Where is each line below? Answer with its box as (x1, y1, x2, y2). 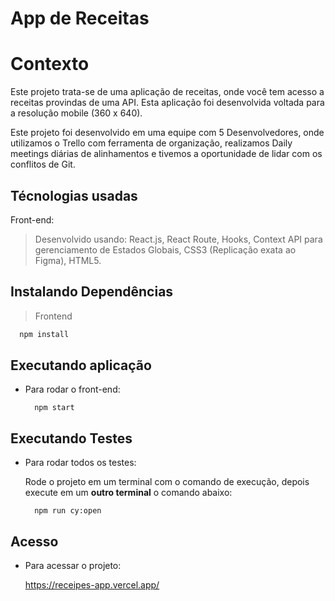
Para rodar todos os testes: (24, 457, 137, 469)
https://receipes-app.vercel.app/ (24, 579, 160, 591)
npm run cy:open (34, 506, 102, 516)
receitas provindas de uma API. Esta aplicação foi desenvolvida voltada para (10, 97, 325, 109)
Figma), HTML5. (34, 254, 102, 266)
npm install (19, 329, 70, 339)
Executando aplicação (10, 357, 152, 374)
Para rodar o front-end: (24, 383, 121, 396)
